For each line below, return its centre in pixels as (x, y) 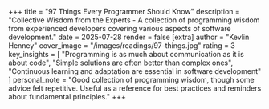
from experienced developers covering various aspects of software (120, 28)
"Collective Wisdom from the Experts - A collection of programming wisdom (134, 20)
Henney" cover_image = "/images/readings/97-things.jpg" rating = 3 (122, 46)
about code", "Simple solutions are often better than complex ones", (121, 63)
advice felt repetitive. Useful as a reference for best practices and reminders (135, 88)
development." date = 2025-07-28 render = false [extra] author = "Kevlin (129, 37)
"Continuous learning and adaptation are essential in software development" (135, 71)
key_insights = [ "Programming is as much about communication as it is (126, 54)
